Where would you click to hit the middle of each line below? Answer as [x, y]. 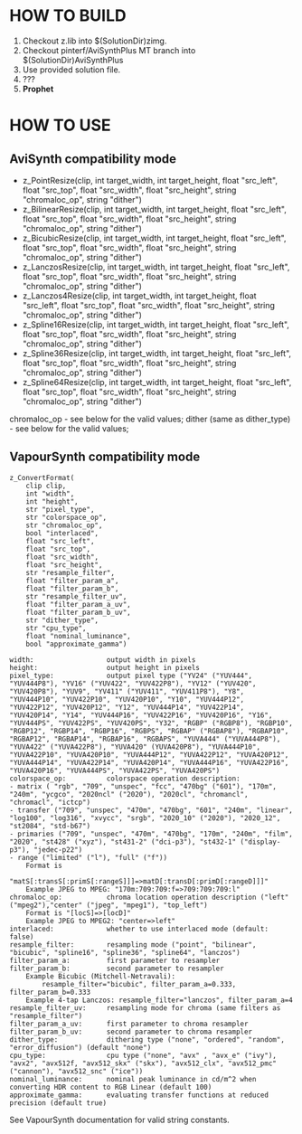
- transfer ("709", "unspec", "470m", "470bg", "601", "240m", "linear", [151, 810]
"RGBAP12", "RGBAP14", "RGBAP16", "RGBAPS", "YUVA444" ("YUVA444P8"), [145, 739]
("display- [260, 842]
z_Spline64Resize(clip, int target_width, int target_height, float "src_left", [157, 382]
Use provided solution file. [71, 70]
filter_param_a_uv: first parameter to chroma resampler [129, 1024]
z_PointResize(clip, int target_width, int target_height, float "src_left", [150, 180]
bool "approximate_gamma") [76, 644]
